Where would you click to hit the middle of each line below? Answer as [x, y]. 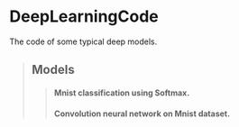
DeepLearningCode [84, 17]
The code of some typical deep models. [83, 41]
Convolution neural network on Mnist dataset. [142, 113]
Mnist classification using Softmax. [122, 93]
